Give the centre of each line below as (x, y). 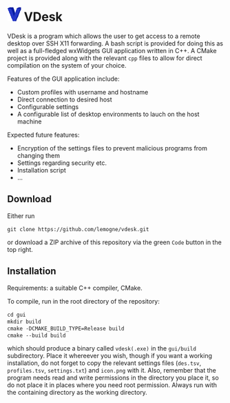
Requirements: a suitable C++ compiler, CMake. (75, 288)
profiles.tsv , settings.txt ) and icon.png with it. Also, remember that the (112, 370)
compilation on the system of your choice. (67, 65)
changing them (39, 155)
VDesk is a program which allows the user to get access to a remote (104, 36)
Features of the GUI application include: (63, 79)
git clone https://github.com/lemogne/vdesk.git (78, 229)
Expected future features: (43, 135)
